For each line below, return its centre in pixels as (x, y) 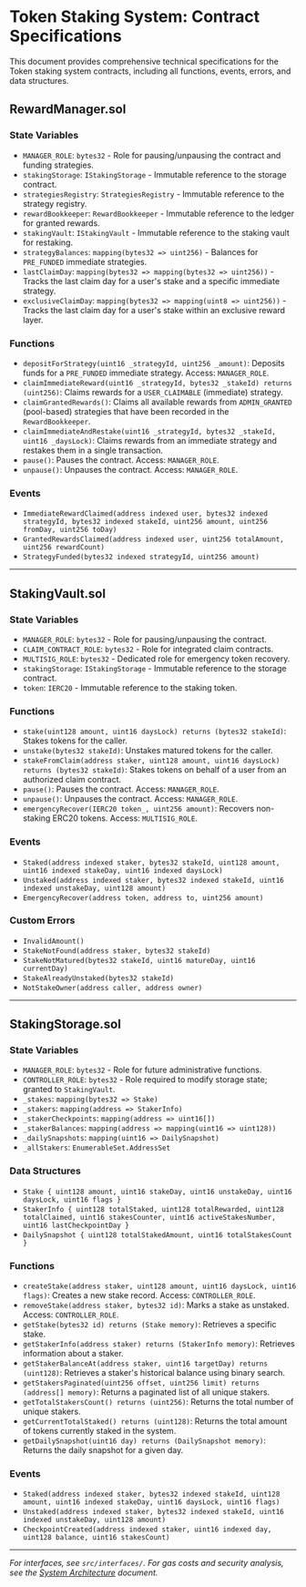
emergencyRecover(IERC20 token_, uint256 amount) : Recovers (138, 809)
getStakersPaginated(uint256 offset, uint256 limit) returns (141, 1383)
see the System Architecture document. (84, 1572)
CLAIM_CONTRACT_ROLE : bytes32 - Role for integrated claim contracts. (148, 649)
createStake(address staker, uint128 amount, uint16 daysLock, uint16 (159, 1286)
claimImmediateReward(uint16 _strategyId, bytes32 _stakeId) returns (158, 383)
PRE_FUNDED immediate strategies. (85, 261)
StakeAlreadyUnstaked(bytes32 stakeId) (98, 978)
